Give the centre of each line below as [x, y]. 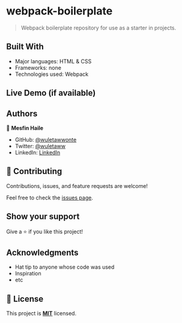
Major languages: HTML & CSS [53, 61]
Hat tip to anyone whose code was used [65, 267]
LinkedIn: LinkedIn [38, 152]
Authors [22, 114]
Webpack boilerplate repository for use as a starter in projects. [99, 28]
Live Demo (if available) [51, 93]
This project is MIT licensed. [41, 313]
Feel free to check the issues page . [50, 198]
